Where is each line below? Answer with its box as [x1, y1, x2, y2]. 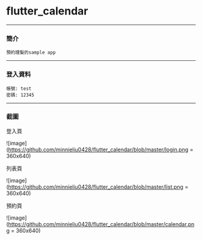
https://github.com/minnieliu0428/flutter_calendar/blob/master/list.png [8, 183, 183, 191]
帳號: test [6, 86, 32, 92]
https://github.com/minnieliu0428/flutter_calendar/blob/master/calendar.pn [8, 220, 195, 227]
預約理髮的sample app [6, 49, 56, 55]
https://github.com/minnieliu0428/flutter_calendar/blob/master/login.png [8, 146, 189, 153]
